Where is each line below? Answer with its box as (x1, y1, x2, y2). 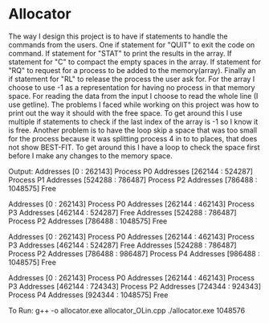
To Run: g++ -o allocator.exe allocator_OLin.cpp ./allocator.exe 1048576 (8, 305, 246, 315)
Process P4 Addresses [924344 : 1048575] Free (8, 290, 169, 300)
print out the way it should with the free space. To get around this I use (8, 108, 243, 117)
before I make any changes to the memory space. (8, 150, 173, 161)
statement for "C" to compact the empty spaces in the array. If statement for (8, 57, 261, 67)
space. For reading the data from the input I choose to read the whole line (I (8, 91, 259, 100)
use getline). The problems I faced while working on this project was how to (8, 100, 259, 109)
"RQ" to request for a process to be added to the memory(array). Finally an (8, 65, 256, 75)
